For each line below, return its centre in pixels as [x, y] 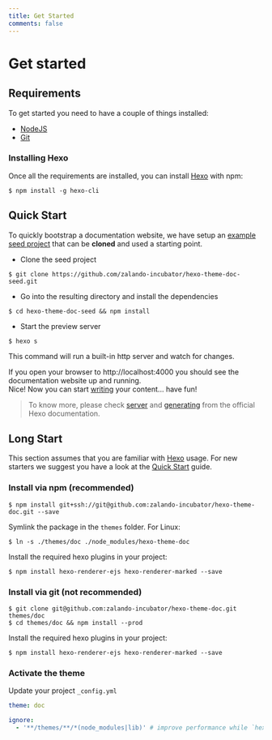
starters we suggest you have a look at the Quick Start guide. [110, 467]
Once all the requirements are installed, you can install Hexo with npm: [126, 176]
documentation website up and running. [75, 380]
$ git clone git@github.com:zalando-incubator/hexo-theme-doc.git [123, 609]
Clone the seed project [58, 259]
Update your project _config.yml [63, 691]
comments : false [36, 24]
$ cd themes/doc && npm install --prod [76, 623]
